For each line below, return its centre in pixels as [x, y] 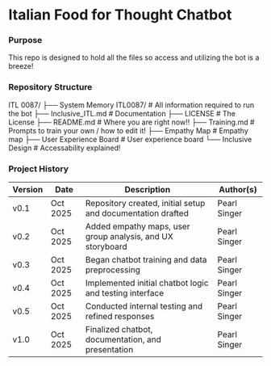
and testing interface [124, 293]
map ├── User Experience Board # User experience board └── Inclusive [130, 139]
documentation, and [123, 339]
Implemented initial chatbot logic [147, 283]
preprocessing [113, 270]
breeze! [21, 66]
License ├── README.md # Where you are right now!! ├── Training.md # [132, 122]
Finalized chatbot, [119, 330]
